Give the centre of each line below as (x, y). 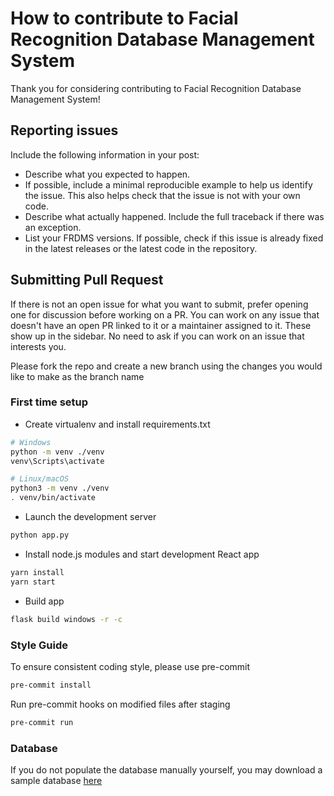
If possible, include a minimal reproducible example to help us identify (168, 184)
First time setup (49, 402)
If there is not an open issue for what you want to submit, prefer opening (159, 304)
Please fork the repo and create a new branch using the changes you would (166, 366)
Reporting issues (64, 130)
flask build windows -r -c (66, 619)
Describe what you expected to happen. (107, 174)
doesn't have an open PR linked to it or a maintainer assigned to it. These (161, 325)
